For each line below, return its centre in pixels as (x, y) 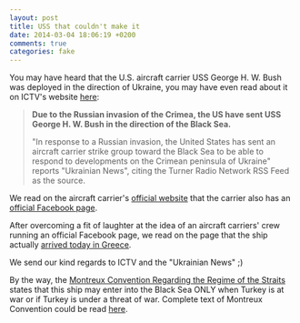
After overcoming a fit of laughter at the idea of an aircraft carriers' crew (145, 226)
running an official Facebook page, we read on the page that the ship (139, 235)
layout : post (34, 18)
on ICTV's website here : (55, 97)
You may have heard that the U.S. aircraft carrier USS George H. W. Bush (145, 77)
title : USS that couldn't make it (75, 26)
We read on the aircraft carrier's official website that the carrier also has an (150, 198)
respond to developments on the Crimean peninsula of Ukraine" (151, 161)
